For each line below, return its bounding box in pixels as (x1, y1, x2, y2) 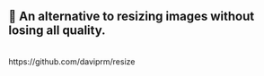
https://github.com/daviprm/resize (8, 55, 136, 67)
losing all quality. (8, 23, 106, 38)
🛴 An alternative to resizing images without (8, 9, 255, 24)
